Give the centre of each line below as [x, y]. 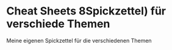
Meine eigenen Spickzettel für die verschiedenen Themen [79, 40]
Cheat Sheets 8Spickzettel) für [86, 11]
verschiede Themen [58, 24]
